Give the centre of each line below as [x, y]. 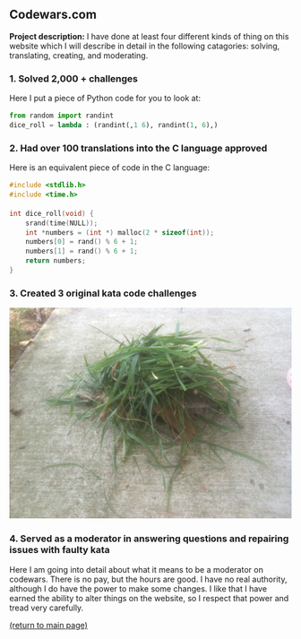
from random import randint [62, 116]
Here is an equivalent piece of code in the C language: [110, 168]
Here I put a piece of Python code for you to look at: [105, 99]
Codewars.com [53, 15]
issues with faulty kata [60, 550]
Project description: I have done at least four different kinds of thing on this [149, 36]
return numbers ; [56, 261]
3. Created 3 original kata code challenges [103, 293]
